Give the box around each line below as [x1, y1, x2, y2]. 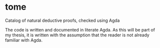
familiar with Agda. [5, 37, 43, 43]
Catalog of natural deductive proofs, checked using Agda [5, 17, 120, 23]
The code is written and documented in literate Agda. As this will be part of [5, 27, 155, 32]
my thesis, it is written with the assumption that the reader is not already [5, 32, 150, 38]
